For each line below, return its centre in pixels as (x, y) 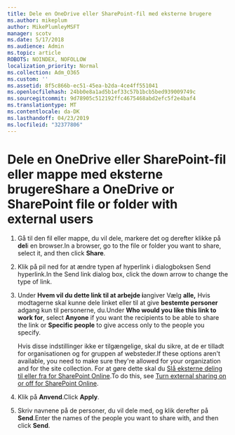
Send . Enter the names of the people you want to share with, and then (118, 418)
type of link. (35, 282)
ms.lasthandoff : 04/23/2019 (48, 118)
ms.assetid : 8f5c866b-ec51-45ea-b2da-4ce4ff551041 (83, 86)
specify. (29, 333)
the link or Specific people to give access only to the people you (111, 325)
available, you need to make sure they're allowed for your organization (119, 361)
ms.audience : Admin (36, 46)
